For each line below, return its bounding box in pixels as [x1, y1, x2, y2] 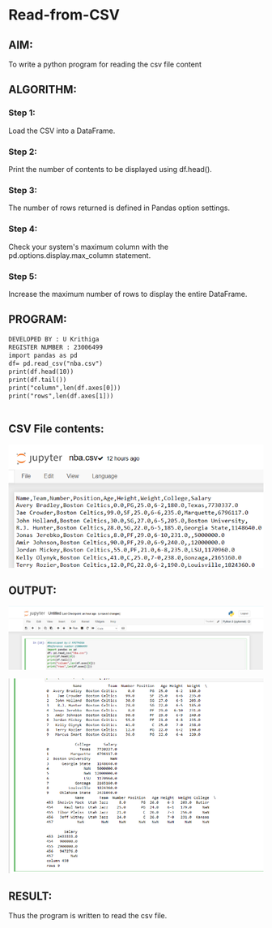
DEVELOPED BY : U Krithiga [8, 335, 100, 343]
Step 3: [8, 184, 38, 195]
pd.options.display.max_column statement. [8, 250, 151, 260]
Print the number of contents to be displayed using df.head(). [8, 164, 212, 174]
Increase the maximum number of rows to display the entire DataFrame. [8, 289, 248, 299]
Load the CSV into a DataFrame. [8, 126, 116, 135]
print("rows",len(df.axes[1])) [8, 392, 114, 400]
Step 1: [8, 107, 36, 118]
